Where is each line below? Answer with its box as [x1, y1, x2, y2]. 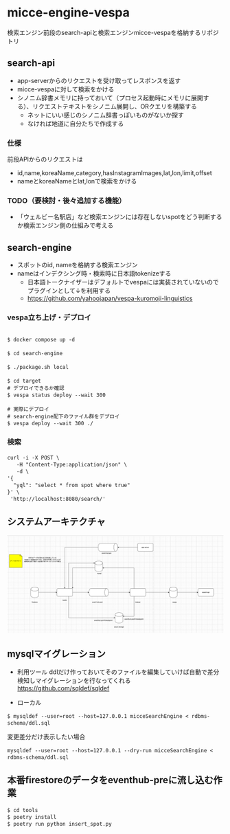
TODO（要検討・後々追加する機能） [7, 196, 126, 205]
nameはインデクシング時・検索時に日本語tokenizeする [16, 269, 172, 278]
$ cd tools [7, 807, 38, 813]
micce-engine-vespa [7, 5, 130, 21]
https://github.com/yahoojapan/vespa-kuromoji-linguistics [27, 294, 193, 303]
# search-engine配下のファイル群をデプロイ [7, 414, 120, 420]
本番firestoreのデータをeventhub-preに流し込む [7, 774, 214, 786]
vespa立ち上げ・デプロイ [7, 313, 91, 322]
